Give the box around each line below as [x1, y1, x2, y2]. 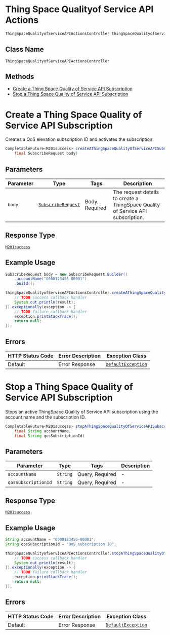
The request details [113, 189, 159, 196]
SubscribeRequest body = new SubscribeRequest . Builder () [5, 272, 128, 277]
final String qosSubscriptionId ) [14, 433, 85, 438]
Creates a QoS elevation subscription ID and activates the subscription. [5, 136, 154, 142]
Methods [5, 72, 34, 81]
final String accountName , [14, 428, 71, 434]
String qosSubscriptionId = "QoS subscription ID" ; [5, 541, 116, 547]
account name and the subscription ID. [5, 414, 86, 420]
